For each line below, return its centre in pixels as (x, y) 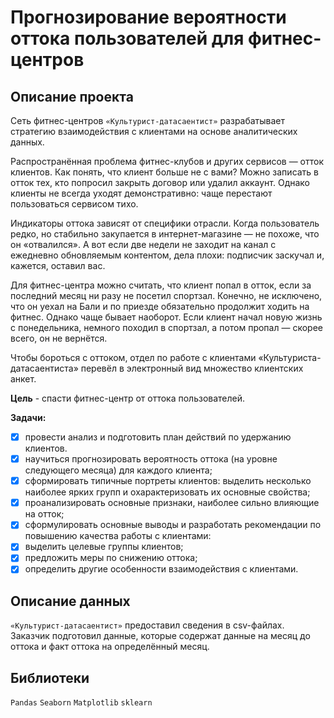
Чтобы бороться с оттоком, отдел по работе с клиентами (133, 357)
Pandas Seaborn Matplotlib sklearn (81, 703)
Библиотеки (50, 677)
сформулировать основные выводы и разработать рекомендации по (173, 525)
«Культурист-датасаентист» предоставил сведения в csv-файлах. (147, 625)
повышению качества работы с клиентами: (118, 536)
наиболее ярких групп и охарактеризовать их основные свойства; (167, 492)
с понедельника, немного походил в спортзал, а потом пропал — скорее (166, 327)
